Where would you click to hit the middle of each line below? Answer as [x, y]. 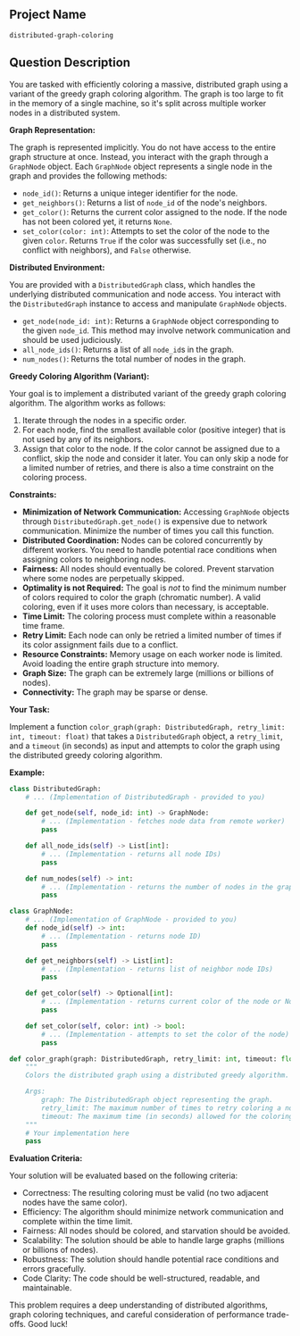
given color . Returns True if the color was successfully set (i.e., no [144, 240]
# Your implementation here [77, 1133]
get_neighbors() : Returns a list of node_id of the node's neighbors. [145, 202]
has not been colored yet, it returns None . [97, 221]
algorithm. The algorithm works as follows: [87, 403]
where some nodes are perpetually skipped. [103, 578]
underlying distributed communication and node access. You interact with [145, 294]
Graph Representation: [53, 129]
